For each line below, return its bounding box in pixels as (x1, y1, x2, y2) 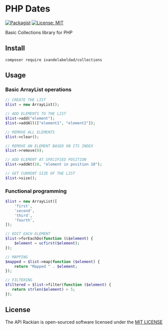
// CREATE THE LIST (5, 98, 46, 103)
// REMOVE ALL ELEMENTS (5, 129, 55, 135)
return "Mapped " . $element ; (14, 264, 78, 269)
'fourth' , (14, 217, 35, 223)
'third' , (14, 213, 33, 218)
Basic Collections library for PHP (5, 29, 73, 35)
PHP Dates (5, 3, 50, 15)
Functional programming (5, 187, 67, 194)
